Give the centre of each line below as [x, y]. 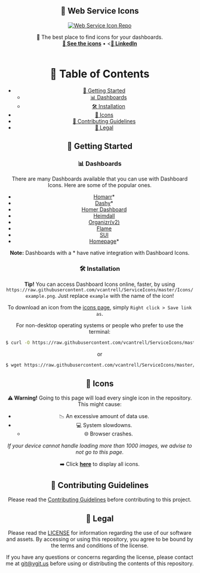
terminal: [100, 331]
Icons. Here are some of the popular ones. [100, 185]
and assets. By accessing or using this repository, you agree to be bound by [100, 539]
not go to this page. [100, 452]
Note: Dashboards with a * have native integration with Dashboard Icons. [100, 253]
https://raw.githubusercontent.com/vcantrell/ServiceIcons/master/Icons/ [100, 290]
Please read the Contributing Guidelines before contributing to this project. [100, 499]
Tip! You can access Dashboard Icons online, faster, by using [100, 284]
